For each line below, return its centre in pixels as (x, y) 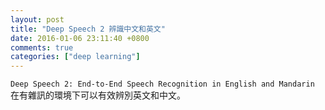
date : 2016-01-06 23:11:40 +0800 (80, 38)
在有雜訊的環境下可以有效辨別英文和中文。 (98, 95)
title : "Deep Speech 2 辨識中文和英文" (88, 29)
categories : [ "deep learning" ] (75, 57)
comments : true (42, 47)
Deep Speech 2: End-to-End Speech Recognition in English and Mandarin (162, 84)
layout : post (37, 19)
